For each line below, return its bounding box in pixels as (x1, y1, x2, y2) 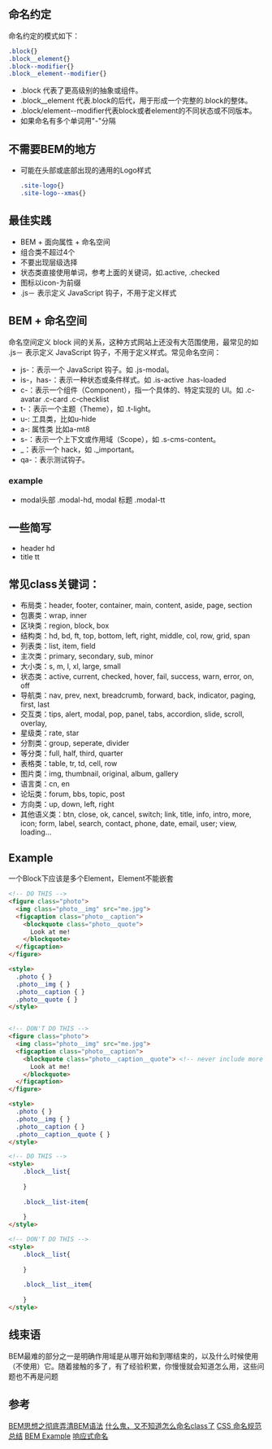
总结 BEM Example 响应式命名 (8, 1431, 109, 1441)
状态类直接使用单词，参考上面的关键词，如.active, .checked (19, 267, 220, 277)
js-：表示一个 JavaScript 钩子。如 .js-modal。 (19, 365, 174, 374)
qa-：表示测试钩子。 (19, 454, 89, 464)
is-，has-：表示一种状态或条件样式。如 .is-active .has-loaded (19, 374, 227, 384)
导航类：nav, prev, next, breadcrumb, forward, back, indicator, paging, (19, 690, 256, 700)
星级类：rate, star (19, 728, 80, 738)
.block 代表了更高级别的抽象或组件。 (19, 85, 143, 95)
